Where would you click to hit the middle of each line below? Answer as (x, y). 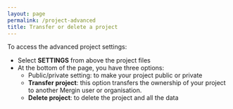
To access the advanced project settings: (67, 47)
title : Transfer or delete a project (63, 27)
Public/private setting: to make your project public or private (115, 75)
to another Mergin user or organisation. (85, 90)
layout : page (26, 14)
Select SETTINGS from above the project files (84, 60)
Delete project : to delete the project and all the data (103, 98)
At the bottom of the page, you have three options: (91, 68)
